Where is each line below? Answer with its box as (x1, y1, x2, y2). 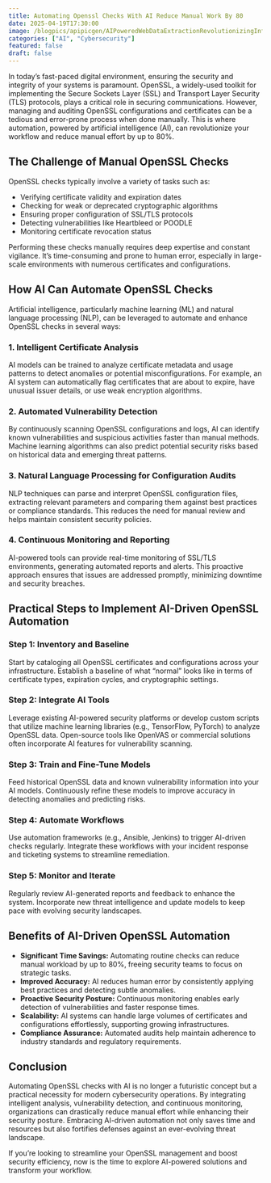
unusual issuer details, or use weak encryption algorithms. (8, 385, 202, 395)
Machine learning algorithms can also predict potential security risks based (8, 441, 259, 451)
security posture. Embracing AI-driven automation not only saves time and (8, 1116, 256, 1126)
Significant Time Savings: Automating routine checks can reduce (19, 950, 240, 960)
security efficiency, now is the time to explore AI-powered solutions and (8, 1157, 248, 1167)
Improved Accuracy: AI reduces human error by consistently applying (19, 976, 254, 986)
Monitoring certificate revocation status (19, 226, 152, 236)
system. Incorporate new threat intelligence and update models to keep (8, 897, 246, 907)
